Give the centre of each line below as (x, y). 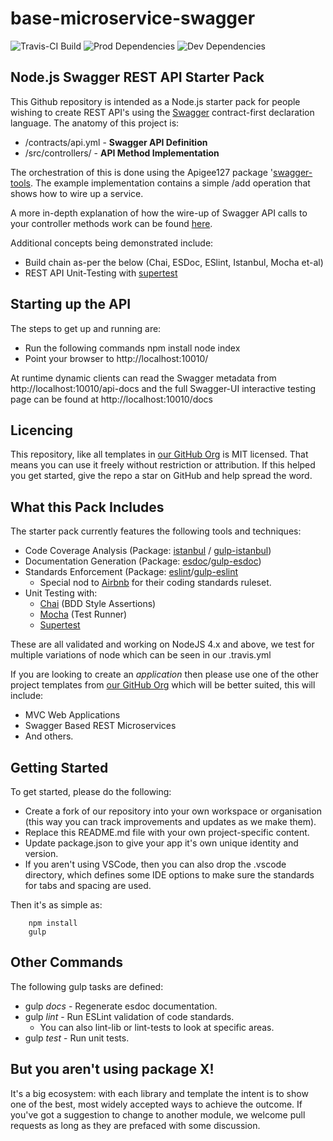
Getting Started (59, 767)
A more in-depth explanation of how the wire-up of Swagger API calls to (159, 213)
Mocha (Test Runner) (83, 614)
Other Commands (67, 962)
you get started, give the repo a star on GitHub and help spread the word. (161, 476)
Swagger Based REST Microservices (100, 726)
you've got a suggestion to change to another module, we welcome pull (158, 1114)
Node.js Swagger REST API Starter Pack (137, 77)
